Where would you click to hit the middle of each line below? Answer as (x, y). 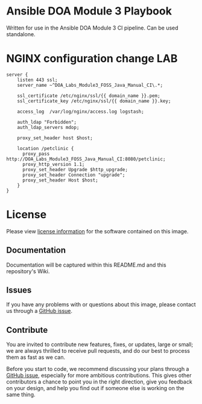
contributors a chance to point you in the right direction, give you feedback (99, 382)
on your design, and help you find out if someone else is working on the (95, 388)
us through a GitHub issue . (39, 311)
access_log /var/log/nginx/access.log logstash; (81, 112)
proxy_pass (36, 154)
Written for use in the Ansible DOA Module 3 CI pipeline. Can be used (93, 28)
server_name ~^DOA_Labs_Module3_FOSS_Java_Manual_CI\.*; (90, 85)
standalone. (21, 34)
